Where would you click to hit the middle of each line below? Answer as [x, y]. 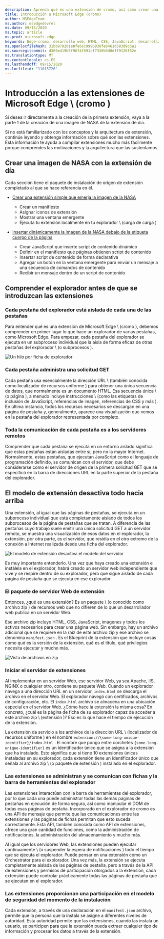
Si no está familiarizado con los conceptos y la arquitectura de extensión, [79, 132]
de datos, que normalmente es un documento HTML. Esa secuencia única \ [81, 391]
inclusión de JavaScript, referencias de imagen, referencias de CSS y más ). [82, 401]
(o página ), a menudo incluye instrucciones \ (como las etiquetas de [74, 396]
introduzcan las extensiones [49, 296]
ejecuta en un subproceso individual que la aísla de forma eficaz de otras [79, 342]
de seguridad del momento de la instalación [58, 900]
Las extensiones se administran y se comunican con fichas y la [81, 776]
